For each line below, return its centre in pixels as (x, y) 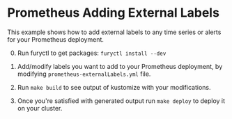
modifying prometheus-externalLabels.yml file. (84, 74)
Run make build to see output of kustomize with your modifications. (114, 87)
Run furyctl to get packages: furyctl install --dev (92, 53)
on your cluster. (40, 108)
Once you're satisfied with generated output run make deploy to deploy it (121, 101)
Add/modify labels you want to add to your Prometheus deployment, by (120, 66)
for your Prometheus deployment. (56, 39)
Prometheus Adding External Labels (113, 13)
